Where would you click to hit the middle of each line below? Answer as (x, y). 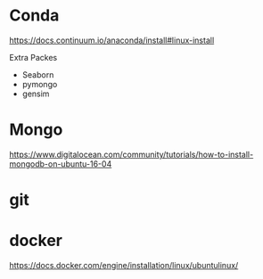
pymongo (40, 84)
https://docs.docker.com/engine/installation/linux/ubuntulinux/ (124, 265)
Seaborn (38, 74)
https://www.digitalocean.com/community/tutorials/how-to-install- (131, 154)
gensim (36, 94)
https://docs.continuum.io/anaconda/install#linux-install (112, 40)
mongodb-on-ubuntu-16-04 (61, 164)
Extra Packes (33, 57)
